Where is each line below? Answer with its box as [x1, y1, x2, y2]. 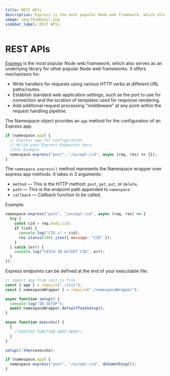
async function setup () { [5, 296, 60, 301]
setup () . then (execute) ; [5, 348, 56, 353]
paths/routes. [12, 86, 41, 92]
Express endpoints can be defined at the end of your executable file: [5, 268, 148, 274]
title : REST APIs [5, 7, 42, 13]
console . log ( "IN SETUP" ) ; [10, 301, 65, 306]
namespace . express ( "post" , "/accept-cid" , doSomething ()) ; [10, 362, 137, 367]
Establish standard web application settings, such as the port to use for [12, 92, 161, 98]
